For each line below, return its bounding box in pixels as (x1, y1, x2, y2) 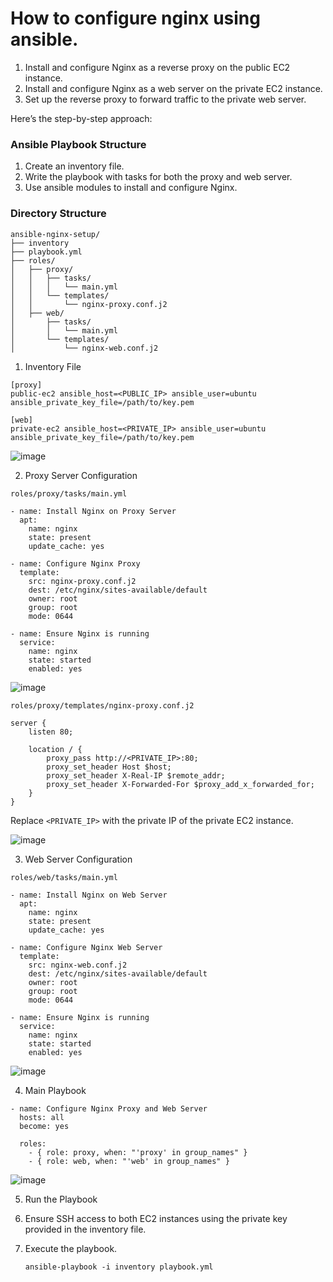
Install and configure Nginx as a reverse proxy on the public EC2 (24, 61, 291, 73)
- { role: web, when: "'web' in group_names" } (28, 1156, 230, 1166)
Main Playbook (24, 1084, 87, 1096)
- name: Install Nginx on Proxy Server (10, 506, 177, 516)
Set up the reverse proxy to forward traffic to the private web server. (24, 93, 307, 105)
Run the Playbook (24, 1193, 98, 1205)
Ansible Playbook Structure (10, 137, 147, 151)
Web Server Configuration (24, 853, 133, 865)
